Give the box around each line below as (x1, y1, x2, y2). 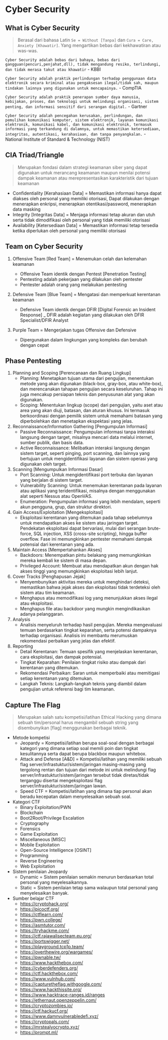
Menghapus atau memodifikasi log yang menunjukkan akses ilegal (20, 595, 158, 601)
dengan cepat (20, 342, 49, 348)
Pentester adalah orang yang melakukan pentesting (20, 281, 127, 287)
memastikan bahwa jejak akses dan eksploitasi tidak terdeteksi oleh (20, 584, 160, 591)
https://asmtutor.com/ (20, 922, 65, 929)
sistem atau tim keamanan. (20, 590, 76, 596)
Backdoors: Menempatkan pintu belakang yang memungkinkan (20, 552, 151, 558)
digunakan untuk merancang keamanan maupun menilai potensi (17, 169, 150, 176)
